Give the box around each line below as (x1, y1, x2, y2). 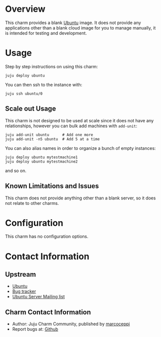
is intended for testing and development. (5, 30, 87, 36)
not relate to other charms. (5, 200, 59, 206)
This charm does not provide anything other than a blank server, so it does (5, 195, 156, 201)
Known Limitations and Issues (5, 182, 99, 190)
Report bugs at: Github (12, 326, 58, 332)
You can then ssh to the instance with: (5, 82, 82, 87)
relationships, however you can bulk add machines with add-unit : (5, 123, 137, 129)
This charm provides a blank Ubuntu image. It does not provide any (5, 20, 141, 26)
